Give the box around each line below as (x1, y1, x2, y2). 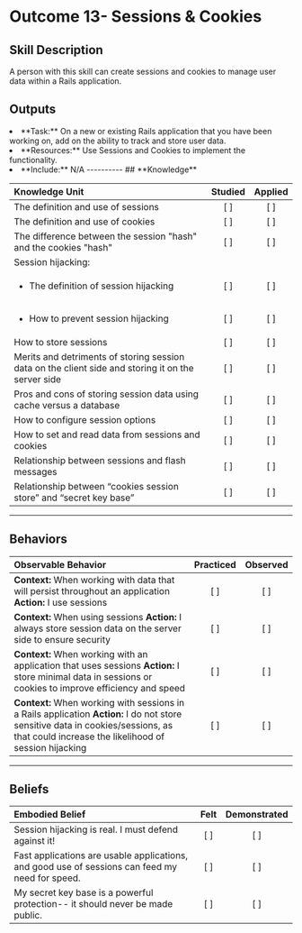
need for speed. (13, 872, 81, 884)
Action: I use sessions (13, 596, 108, 608)
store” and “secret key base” (13, 491, 135, 504)
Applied (253, 185, 289, 197)
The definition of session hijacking (29, 279, 174, 292)
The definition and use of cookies (13, 215, 155, 227)
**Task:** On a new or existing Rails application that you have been (21, 125, 272, 136)
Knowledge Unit (13, 185, 84, 197)
